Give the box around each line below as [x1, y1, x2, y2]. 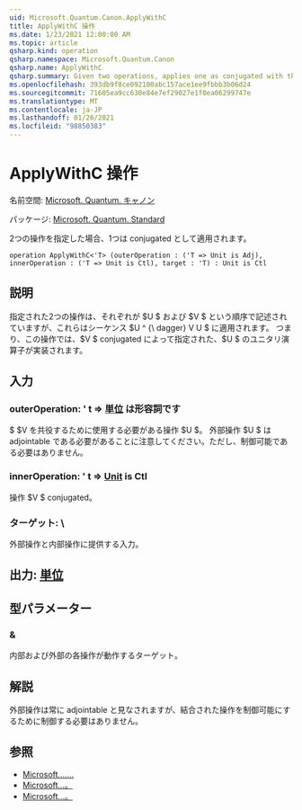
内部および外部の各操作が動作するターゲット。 [9, 650, 182, 661]
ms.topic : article [9, 38, 78, 48]
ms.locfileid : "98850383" [9, 122, 106, 131]
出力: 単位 [9, 567, 64, 583]
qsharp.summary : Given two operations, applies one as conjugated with [9, 72, 283, 81]
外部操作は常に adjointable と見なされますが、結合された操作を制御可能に [9, 704, 283, 715]
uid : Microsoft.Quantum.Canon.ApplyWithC [9, 13, 167, 22]
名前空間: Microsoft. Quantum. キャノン [9, 194, 155, 205]
